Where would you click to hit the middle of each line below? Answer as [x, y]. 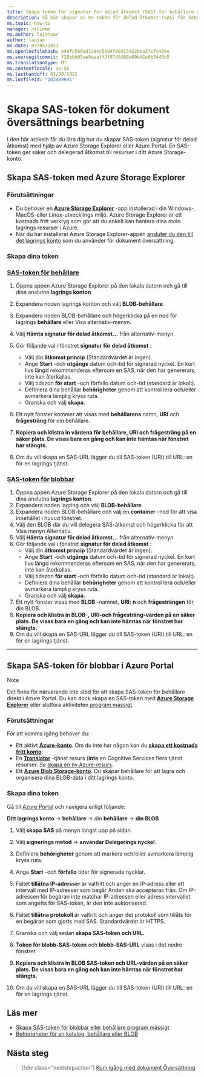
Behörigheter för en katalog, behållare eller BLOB [77, 1034]
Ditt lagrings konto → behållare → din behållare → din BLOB [83, 818]
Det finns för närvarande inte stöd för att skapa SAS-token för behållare [96, 692]
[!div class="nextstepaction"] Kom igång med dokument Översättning [108, 1068]
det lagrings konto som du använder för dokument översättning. [95, 240]
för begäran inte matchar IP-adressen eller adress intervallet [115, 896]
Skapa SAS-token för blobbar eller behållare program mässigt [92, 1028]
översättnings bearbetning [76, 123]
